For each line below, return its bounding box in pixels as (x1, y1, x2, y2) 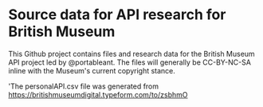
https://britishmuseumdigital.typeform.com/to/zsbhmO (8, 89, 188, 99)
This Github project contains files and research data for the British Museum (8, 49, 255, 58)
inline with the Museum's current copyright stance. (8, 65, 175, 75)
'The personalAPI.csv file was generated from (8, 81, 159, 91)
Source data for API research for (8, 6, 226, 24)
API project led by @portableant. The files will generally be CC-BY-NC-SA (8, 57, 251, 67)
